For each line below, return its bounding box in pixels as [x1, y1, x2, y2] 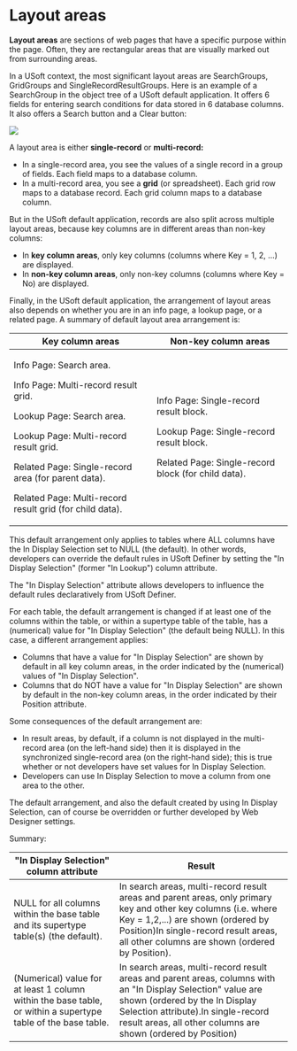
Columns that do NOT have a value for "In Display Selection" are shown [21, 679, 283, 691]
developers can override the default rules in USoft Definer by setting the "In [9, 553, 285, 563]
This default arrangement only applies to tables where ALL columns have [9, 534, 276, 545]
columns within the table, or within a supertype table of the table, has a [9, 615, 268, 626]
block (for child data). [156, 467, 246, 479]
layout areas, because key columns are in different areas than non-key [9, 223, 266, 234]
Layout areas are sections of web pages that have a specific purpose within [9, 35, 287, 45]
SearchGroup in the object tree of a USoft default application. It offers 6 [9, 89, 270, 100]
